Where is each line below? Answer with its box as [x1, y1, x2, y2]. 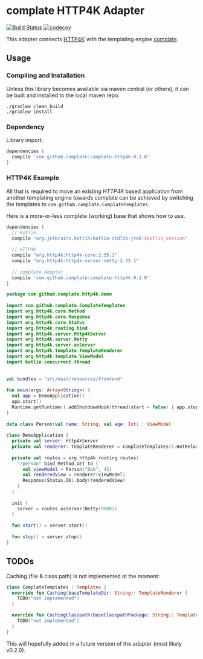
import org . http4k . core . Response [6, 314, 91, 320]
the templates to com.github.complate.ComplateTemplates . [6, 200, 150, 208]
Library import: [6, 136, 43, 143]
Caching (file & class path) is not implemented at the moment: [6, 572, 160, 580]
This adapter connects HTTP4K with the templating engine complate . [6, 35, 179, 42]
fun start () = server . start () [11, 522, 88, 529]
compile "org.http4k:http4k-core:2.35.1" [11, 252, 118, 259]
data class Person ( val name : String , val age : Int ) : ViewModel [6, 421, 172, 427]
